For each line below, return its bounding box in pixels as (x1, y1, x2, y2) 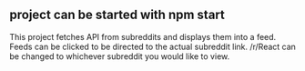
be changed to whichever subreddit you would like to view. (9, 50, 230, 62)
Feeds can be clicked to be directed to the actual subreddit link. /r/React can (9, 41, 296, 52)
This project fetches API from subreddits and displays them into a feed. (9, 31, 277, 42)
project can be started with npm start (9, 7, 225, 23)
